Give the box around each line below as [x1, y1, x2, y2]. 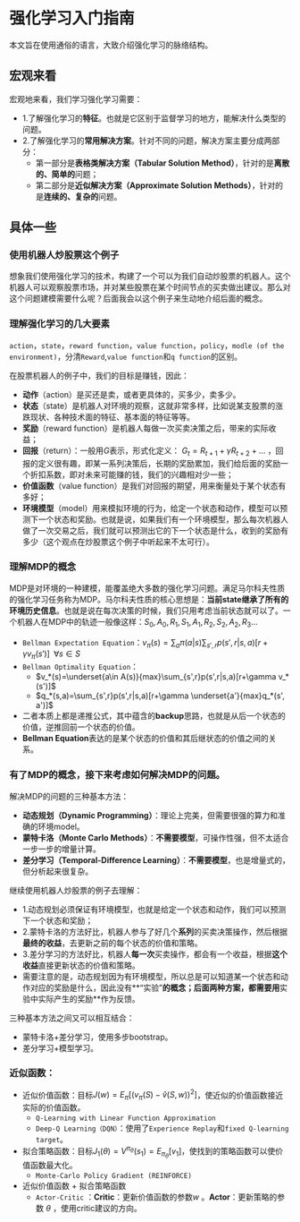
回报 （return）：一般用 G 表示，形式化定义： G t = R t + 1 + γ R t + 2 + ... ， [21, 445, 276, 457]
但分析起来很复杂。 [21, 866, 94, 876]
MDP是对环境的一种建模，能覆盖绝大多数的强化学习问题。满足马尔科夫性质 [9, 583, 286, 594]
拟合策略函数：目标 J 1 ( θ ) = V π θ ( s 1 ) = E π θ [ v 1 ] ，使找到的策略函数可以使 [21, 1144, 276, 1160]
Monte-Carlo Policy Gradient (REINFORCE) [35, 1172, 192, 1181]
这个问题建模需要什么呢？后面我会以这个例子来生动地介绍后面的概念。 [9, 293, 268, 304]
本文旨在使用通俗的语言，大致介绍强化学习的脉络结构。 [9, 39, 212, 50]
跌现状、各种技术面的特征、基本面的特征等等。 [21, 411, 195, 422]
